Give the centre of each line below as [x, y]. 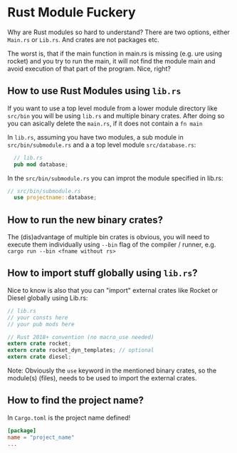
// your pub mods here [41, 324]
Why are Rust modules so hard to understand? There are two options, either [118, 32]
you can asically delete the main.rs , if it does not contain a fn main [105, 123]
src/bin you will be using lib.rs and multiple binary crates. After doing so [116, 115]
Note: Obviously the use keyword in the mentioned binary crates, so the [112, 370]
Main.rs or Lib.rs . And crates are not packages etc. [84, 39]
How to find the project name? [76, 401]
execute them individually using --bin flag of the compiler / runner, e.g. [112, 245]
